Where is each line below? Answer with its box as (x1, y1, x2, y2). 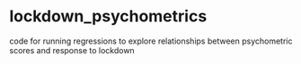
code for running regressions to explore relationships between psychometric (9, 36, 293, 46)
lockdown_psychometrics (9, 6, 208, 27)
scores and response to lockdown (9, 44, 135, 55)
